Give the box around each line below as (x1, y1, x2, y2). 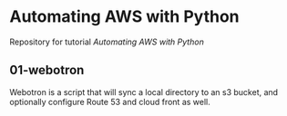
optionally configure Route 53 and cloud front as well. (9, 96, 211, 107)
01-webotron (9, 63, 85, 78)
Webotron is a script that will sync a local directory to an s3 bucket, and (9, 86, 279, 97)
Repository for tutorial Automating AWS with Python (9, 36, 205, 47)
